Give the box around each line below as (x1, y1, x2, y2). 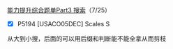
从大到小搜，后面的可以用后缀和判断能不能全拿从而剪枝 (7, 35, 166, 43)
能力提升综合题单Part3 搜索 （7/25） (7, 6, 112, 14)
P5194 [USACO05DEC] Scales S (17, 20, 110, 28)
